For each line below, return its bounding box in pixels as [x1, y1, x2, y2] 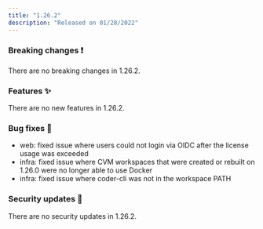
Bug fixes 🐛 [8, 123, 53, 134]
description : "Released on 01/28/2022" [8, 19, 139, 27]
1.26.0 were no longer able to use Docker [19, 165, 153, 175]
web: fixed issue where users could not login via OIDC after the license [19, 140, 249, 150]
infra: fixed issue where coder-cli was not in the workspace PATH [19, 174, 232, 184]
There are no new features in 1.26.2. [8, 104, 125, 113]
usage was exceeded [19, 149, 89, 158]
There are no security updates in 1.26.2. [8, 211, 137, 220]
